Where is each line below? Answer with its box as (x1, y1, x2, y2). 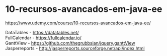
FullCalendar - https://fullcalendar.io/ (5, 35, 82, 41)
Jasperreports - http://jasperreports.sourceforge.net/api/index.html (5, 45, 145, 51)
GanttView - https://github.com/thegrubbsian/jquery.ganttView (5, 40, 135, 46)
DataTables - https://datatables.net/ (5, 29, 79, 35)
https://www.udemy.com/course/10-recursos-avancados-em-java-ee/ (5, 20, 151, 26)
